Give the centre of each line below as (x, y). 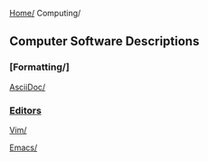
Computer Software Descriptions (104, 41)
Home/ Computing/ (45, 13)
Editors (26, 110)
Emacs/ (24, 147)
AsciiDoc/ (28, 87)
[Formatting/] (39, 67)
